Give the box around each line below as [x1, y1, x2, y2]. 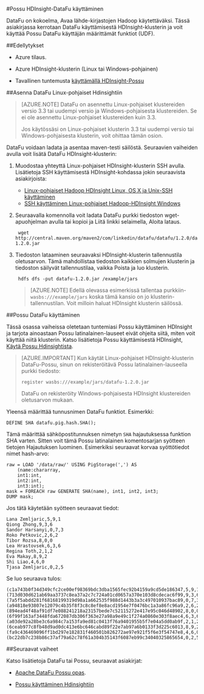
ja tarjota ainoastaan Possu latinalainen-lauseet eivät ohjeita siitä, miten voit [6, 330, 195, 337]
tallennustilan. [30, 300, 66, 306]
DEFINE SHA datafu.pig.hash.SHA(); [6, 420, 97, 426]
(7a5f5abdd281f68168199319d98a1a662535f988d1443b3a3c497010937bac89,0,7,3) [6, 597, 202, 603]
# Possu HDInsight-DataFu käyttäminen [6, 5, 104, 12]
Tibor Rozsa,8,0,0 [6, 537, 53, 544]
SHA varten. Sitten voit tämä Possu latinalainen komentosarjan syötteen [6, 437, 185, 444]
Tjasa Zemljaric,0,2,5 [6, 564, 64, 570]
